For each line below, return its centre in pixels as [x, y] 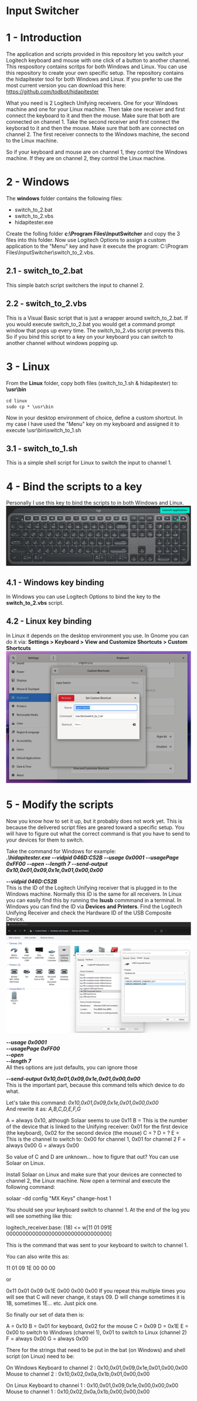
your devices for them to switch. [45, 840]
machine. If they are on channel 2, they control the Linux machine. [86, 158]
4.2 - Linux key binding [49, 622]
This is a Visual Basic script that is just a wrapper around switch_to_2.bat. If [97, 318]
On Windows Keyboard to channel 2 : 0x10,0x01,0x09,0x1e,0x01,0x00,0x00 [97, 1367]
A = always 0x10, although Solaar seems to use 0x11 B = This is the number [97, 1120]
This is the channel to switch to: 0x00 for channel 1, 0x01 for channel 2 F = [96, 1139]
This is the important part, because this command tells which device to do [95, 1085]
